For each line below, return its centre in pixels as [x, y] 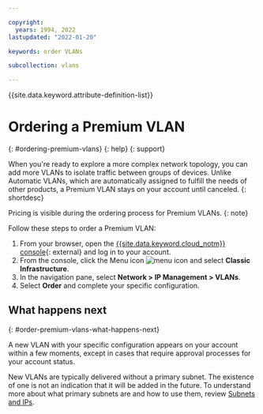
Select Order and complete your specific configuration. [109, 286]
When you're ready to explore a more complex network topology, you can [128, 164]
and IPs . [21, 402]
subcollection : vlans [44, 66]
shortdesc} [26, 198]
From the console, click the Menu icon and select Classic [135, 261]
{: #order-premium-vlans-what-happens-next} [84, 329]
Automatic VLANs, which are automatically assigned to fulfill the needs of [128, 181]
